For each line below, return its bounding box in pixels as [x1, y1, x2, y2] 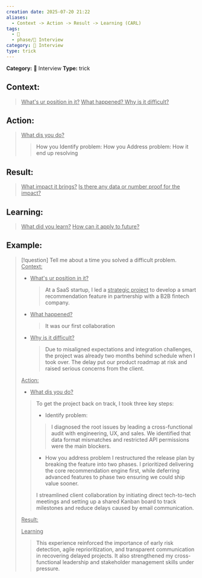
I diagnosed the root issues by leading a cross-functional [51, 423, 193, 430]
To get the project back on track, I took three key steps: [36, 400, 174, 407]
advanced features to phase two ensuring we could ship [45, 473, 185, 480]
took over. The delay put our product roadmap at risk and [45, 358, 188, 365]
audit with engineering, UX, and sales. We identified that [51, 429, 191, 437]
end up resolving [36, 149, 78, 157]
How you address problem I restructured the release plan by [45, 454, 195, 461]
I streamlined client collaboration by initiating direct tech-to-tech [36, 491, 196, 498]
